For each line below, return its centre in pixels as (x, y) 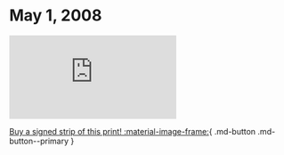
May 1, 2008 (56, 16)
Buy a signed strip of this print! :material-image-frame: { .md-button (133, 131)
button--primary (39, 141)
